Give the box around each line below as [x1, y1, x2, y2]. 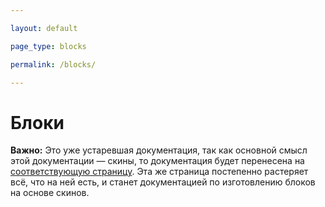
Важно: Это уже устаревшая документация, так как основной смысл [10, 144, 308, 156]
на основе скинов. [10, 187, 90, 199]
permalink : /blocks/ [10, 59, 97, 70]
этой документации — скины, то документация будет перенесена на [10, 155, 305, 167]
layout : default [10, 23, 78, 33]
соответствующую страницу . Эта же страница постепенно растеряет [10, 166, 309, 178]
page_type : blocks [10, 41, 87, 51]
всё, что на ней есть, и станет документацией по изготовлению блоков [10, 176, 316, 188]
